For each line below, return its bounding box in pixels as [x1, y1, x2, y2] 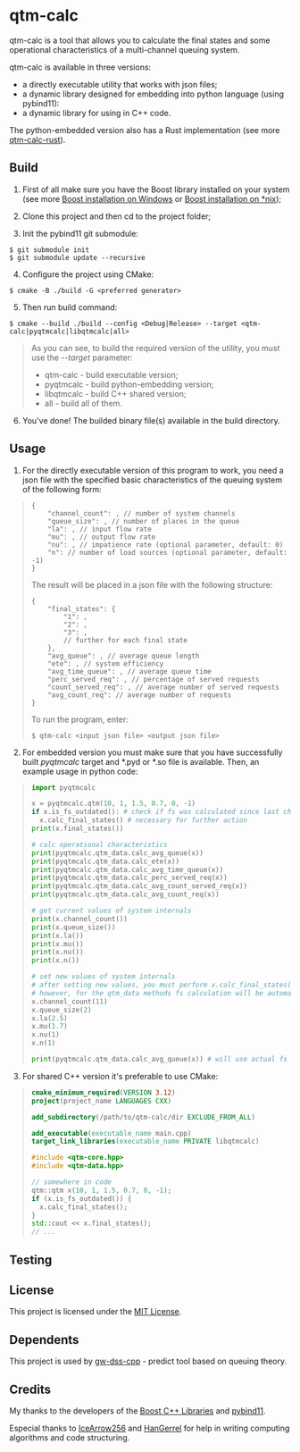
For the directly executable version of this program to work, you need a [21, 465, 284, 475]
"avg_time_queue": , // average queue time [47, 667, 212, 676]
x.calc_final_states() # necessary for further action [39, 816, 248, 825]
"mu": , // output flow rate [47, 533, 156, 541]
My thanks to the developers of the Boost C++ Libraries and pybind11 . [9, 1406, 266, 1416]
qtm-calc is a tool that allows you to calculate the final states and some [9, 35, 271, 46]
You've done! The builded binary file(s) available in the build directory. [21, 415, 280, 425]
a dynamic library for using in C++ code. [21, 107, 171, 118]
